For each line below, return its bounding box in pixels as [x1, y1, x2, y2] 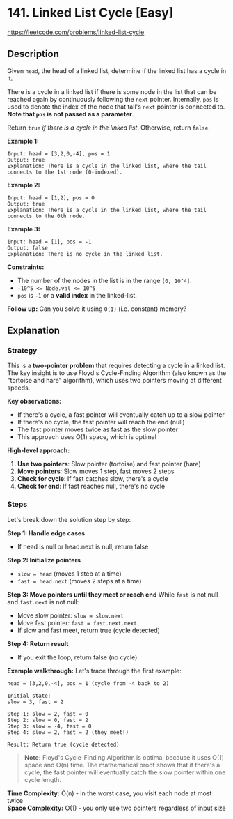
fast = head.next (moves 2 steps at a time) [17, 576, 142, 585]
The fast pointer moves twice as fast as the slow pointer [17, 425, 179, 434]
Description [7, 48, 59, 60]
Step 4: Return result [7, 639, 69, 648]
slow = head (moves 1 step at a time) [17, 569, 122, 578]
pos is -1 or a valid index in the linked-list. [17, 291, 138, 299]
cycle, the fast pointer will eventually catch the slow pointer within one [24, 768, 226, 776]
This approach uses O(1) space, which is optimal [17, 433, 156, 441]
